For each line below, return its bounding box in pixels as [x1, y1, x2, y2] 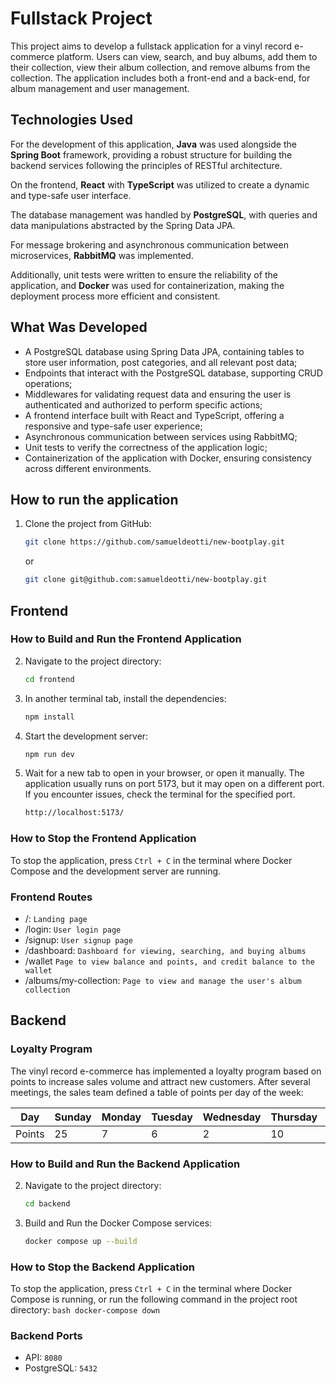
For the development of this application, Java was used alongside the [10, 138, 297, 150]
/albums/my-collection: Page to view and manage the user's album [24, 974, 302, 986]
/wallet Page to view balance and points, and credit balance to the [24, 955, 315, 967]
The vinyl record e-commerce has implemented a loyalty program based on [10, 1065, 322, 1077]
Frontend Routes [10, 890, 93, 904]
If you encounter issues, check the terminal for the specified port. [24, 788, 296, 801]
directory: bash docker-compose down [10, 1303, 161, 1316]
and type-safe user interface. [10, 189, 132, 201]
